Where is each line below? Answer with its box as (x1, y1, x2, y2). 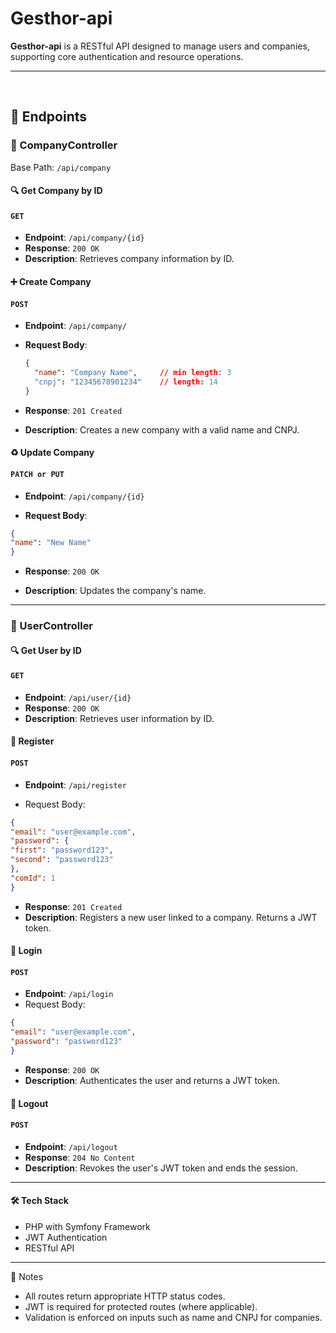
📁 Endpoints (10, 108, 88, 126)
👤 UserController (10, 619, 94, 633)
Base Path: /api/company (10, 161, 112, 173)
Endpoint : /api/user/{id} (24, 691, 132, 703)
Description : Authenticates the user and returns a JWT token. (24, 1074, 281, 1086)
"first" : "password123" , (10, 845, 114, 856)
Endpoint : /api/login (24, 988, 114, 1000)
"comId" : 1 (10, 873, 56, 883)
